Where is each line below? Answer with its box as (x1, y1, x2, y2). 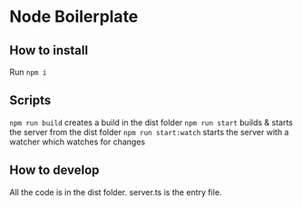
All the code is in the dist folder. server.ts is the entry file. (9, 186, 222, 197)
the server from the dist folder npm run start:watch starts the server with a (9, 126, 289, 137)
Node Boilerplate (9, 6, 139, 27)
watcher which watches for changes (9, 136, 146, 147)
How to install (9, 43, 89, 58)
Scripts (9, 93, 52, 108)
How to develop (9, 163, 100, 178)
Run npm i (9, 66, 47, 77)
